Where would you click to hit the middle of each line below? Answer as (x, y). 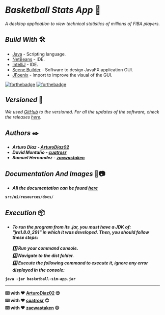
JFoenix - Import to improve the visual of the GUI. (62, 75)
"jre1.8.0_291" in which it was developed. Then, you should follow (81, 232)
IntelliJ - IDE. (25, 64)
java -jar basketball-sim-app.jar (41, 279)
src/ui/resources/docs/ (29, 197)
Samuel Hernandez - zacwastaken (48, 158)
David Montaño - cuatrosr (39, 152)
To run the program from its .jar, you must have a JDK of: (71, 227)
